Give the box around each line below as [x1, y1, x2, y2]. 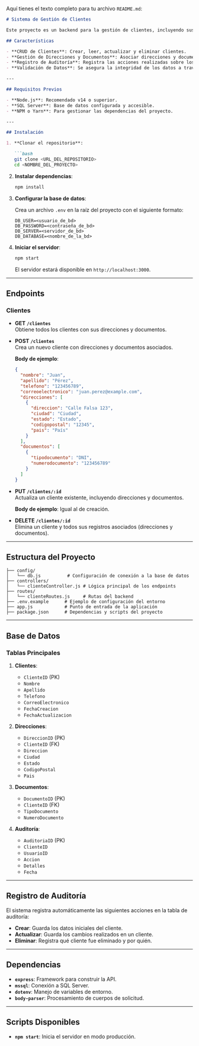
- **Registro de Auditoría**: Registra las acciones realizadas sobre [6, 59, 184, 66]
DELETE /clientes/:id [14, 516, 71, 524]
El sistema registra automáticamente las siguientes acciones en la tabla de [6, 906, 188, 914]
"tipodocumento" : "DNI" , [30, 455, 92, 461]
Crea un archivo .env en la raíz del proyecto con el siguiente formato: [14, 206, 184, 213]
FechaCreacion [23, 706, 59, 713]
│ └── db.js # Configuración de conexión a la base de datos [6, 573, 190, 579]
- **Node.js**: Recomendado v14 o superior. [6, 97, 118, 103]
